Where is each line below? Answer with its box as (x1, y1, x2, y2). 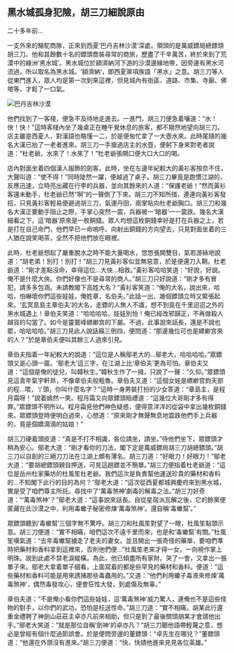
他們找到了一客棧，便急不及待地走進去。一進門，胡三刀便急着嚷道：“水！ (7, 114, 218, 123)
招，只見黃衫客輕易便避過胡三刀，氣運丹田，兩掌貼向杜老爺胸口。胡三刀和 (7, 198, 221, 207)
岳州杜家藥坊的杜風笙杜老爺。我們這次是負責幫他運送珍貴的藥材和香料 (19, 469, 221, 478)
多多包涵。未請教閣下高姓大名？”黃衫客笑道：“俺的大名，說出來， (25, 283, 214, 291)
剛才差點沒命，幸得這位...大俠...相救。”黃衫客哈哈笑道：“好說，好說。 (28, 265, 224, 274)
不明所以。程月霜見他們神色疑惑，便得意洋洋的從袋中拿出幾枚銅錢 (37, 402, 227, 411)
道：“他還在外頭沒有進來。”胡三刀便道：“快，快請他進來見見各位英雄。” (7, 638, 208, 646)
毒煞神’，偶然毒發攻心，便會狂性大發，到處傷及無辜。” (7, 580, 162, 588)
